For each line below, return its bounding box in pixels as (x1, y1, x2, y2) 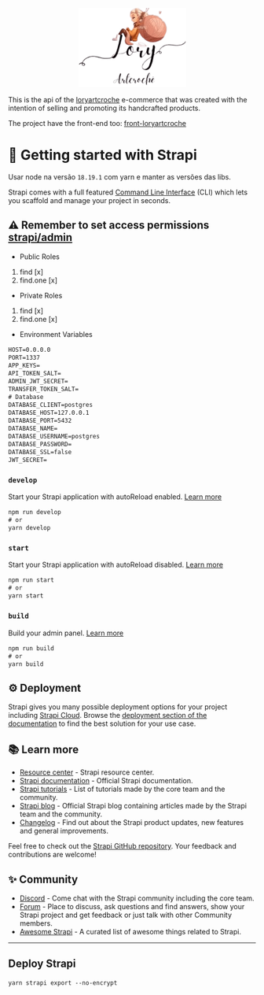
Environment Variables (19, 329, 93, 338)
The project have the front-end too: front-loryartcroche (8, 119, 187, 128)
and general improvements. (19, 827, 108, 836)
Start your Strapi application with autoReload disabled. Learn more (8, 560, 224, 570)
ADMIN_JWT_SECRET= (8, 377, 68, 385)
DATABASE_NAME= (8, 424, 58, 432)
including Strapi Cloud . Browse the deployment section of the (8, 711, 207, 720)
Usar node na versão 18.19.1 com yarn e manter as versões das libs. (8, 172, 232, 181)
